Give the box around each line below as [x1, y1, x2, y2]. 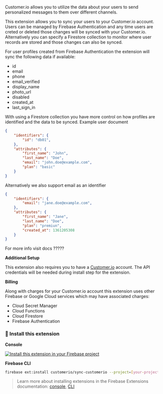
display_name [12, 84, 40, 89]
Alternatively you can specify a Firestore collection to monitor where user [5, 34, 152, 40]
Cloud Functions [12, 308, 45, 314]
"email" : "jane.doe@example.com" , [22, 201, 92, 206]
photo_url [12, 89, 32, 95]
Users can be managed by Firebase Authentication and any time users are [5, 24, 153, 30]
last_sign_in [12, 104, 35, 110]
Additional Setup [5, 255, 40, 261]
